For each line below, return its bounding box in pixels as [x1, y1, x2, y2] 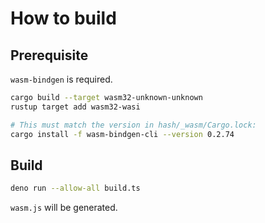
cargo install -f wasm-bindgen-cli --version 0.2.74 [10, 129, 235, 139]
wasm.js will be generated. [10, 202, 118, 214]
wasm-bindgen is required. [10, 73, 113, 85]
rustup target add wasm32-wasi [10, 102, 141, 112]
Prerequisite [10, 47, 89, 64]
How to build [10, 7, 117, 30]
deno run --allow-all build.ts [10, 183, 141, 194]
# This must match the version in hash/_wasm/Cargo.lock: [10, 120, 257, 130]
